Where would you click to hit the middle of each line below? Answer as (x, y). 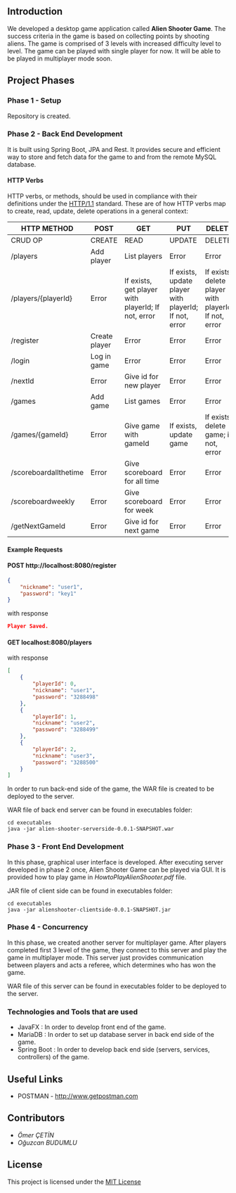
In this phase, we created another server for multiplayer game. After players (117, 943)
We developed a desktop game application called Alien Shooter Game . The (117, 28)
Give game (142, 426)
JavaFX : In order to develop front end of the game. (92, 1027)
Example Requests (35, 549)
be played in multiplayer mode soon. (60, 58)
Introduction (35, 12)
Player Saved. (28, 626)
